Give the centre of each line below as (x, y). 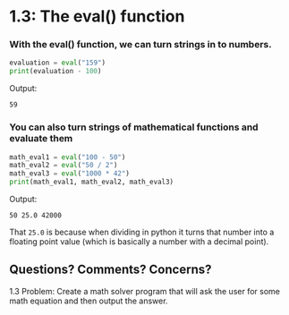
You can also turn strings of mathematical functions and (134, 127)
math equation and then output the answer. (89, 301)
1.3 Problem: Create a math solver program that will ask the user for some (144, 291)
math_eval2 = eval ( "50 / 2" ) (64, 166)
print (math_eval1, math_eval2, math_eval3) (92, 182)
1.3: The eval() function (97, 17)
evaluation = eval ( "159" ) (57, 63)
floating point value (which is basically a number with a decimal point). (139, 242)
